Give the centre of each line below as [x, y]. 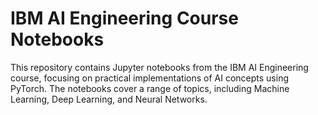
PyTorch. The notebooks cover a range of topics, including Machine [150, 88]
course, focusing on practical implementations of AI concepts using [149, 78]
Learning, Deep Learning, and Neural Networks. [109, 99]
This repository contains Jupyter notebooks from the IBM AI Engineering [159, 67]
